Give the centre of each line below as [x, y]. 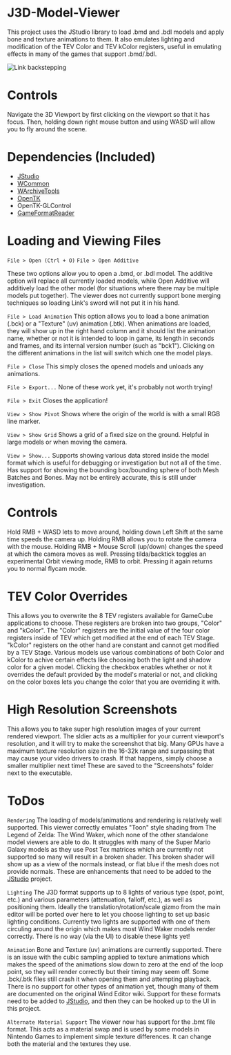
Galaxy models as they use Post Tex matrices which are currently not [105, 849]
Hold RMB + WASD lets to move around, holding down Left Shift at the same [115, 532]
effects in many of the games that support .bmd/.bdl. [82, 54]
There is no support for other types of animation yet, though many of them [113, 986]
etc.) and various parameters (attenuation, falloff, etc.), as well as [100, 899]
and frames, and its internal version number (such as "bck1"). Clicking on [111, 345]
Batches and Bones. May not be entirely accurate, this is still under [102, 477]
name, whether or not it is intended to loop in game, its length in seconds [111, 338]
